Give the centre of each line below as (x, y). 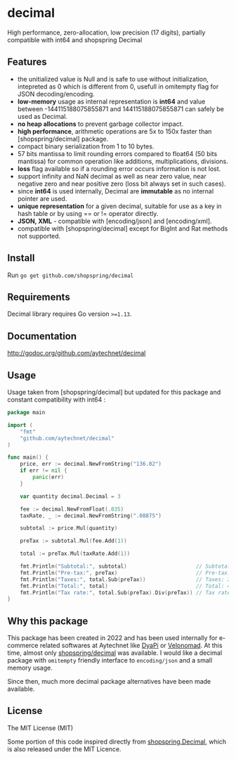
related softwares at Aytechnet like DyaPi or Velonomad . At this (131, 646)
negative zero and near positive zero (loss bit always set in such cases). (122, 184)
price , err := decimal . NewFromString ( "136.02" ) (91, 464)
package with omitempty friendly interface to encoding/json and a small (110, 661)
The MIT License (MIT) (40, 728)
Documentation (42, 336)
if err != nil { (44, 471)
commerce (23, 646)
